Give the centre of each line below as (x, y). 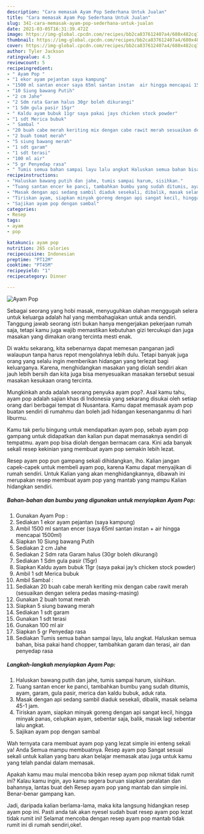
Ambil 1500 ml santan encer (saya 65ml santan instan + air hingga (98, 529)
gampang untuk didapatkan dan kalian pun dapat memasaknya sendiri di (97, 436)
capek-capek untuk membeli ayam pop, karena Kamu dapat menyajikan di (99, 467)
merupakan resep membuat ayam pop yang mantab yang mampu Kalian (97, 480)
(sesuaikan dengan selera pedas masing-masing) (77, 593)
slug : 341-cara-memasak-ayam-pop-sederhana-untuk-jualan (80, 23)
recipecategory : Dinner (37, 276)
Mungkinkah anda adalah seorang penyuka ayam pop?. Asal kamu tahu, (97, 392)
